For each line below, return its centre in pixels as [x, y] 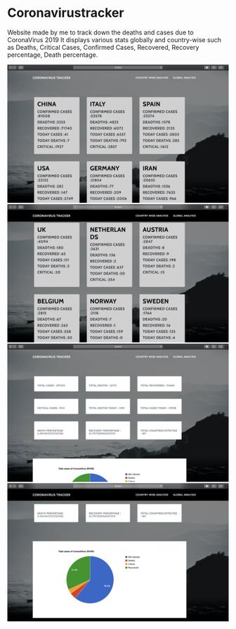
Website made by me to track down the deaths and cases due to [101, 32]
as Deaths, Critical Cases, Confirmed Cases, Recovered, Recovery [103, 47]
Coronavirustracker [66, 13]
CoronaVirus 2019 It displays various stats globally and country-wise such [114, 39]
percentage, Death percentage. [53, 55]
